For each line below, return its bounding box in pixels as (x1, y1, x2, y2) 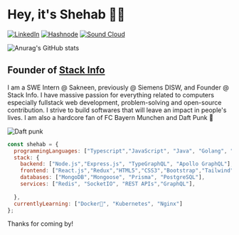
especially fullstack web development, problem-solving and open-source (7, 98, 222, 106)
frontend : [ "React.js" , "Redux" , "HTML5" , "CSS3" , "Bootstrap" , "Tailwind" (20, 167, 234, 175)
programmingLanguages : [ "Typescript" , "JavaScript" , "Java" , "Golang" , (14, 147, 228, 155)
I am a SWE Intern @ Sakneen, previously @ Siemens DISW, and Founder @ (7, 83, 229, 92)
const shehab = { (7, 141, 59, 148)
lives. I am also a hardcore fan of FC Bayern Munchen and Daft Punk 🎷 (7, 113, 213, 121)
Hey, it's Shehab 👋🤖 (7, 6, 126, 23)
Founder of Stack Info (7, 64, 105, 77)
